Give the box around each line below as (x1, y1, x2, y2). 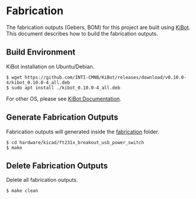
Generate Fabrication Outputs (6, 113, 118, 123)
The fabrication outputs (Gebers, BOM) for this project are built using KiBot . (6, 24, 191, 31)
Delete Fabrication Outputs (6, 161, 108, 171)
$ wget (6, 74, 23, 81)
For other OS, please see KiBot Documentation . (6, 95, 121, 102)
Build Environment (6, 47, 76, 57)
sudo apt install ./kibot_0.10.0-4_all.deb (11, 85, 120, 91)
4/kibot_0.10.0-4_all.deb (6, 79, 70, 85)
